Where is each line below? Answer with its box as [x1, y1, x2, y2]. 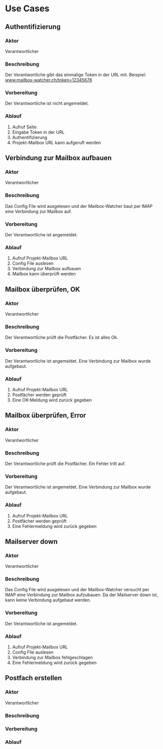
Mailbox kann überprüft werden [12, 271, 76, 277]
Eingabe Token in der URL [12, 129, 65, 135]
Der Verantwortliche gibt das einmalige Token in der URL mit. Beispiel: [5, 72, 146, 78]
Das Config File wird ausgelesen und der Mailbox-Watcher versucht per [5, 587, 149, 593]
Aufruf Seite [12, 124, 37, 130]
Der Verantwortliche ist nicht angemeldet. [5, 100, 89, 106]
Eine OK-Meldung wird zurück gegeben [12, 397, 92, 403]
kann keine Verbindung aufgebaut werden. [5, 597, 92, 603]
